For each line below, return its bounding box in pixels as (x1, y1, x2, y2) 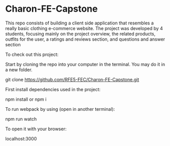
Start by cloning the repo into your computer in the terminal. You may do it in (5, 61, 165, 67)
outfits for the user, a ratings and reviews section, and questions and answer (5, 36, 165, 42)
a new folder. (5, 67, 33, 73)
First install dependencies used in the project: (5, 86, 100, 92)
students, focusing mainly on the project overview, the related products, (5, 31, 156, 37)
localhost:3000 (5, 135, 37, 141)
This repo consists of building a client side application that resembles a (5, 20, 154, 26)
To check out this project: (5, 51, 59, 57)
